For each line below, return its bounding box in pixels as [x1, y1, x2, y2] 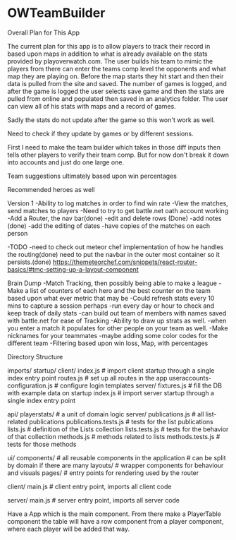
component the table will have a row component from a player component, [7, 517, 224, 525]
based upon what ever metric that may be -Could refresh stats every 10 [7, 294, 215, 302]
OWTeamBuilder [7, 5, 106, 21]
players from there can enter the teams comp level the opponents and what [7, 64, 227, 73]
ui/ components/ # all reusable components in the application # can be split [7, 453, 226, 462]
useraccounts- [168, 373, 212, 382]
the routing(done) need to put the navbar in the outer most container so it [7, 250, 221, 258]
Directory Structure [7, 352, 63, 361]
